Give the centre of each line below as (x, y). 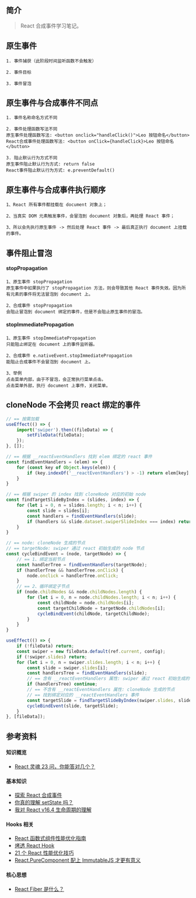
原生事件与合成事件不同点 (52, 103)
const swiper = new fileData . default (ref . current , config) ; (91, 651)
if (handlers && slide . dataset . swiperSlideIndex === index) (101, 522)
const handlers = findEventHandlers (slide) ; (82, 516)
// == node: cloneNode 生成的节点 (46, 543)
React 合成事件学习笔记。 (51, 26)
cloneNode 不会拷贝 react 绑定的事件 (73, 405)
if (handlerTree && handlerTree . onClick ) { (70, 570)
